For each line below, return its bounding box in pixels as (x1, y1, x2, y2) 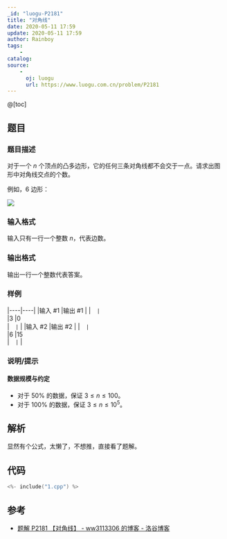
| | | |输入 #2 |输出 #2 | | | (7, 322, 90, 330)
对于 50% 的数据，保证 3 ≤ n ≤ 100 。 (17, 391, 125, 400)
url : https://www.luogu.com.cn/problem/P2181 (25, 81, 159, 88)
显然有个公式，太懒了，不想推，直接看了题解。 (7, 442, 140, 451)
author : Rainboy (7, 36, 54, 43)
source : (7, 62, 30, 69)
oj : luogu (25, 74, 54, 82)
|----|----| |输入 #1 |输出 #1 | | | (7, 306, 100, 314)
